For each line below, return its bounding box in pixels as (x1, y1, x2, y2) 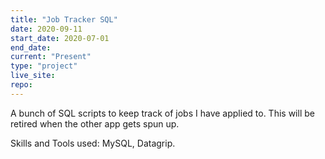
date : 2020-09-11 (10, 24, 83, 34)
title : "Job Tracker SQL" (10, 14, 118, 25)
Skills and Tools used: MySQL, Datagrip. (10, 137, 176, 149)
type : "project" (10, 61, 78, 71)
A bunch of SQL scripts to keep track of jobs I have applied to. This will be (10, 107, 315, 119)
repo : (10, 80, 33, 90)
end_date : (10, 42, 52, 53)
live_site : (10, 71, 56, 81)
